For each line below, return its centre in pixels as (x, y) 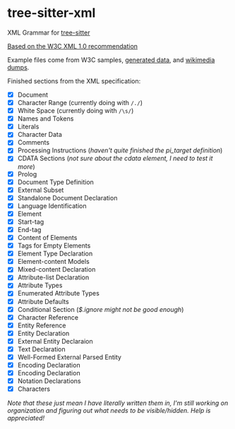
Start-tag (31, 222)
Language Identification (52, 205)
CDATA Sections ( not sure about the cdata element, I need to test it (115, 158)
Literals (28, 127)
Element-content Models (53, 262)
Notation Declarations (49, 381)
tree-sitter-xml (52, 13)
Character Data (40, 135)
